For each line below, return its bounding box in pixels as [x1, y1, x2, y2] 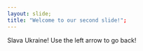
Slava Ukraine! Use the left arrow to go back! [7, 36, 137, 44]
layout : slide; [7, 10, 52, 17]
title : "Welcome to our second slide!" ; [7, 17, 128, 24]
